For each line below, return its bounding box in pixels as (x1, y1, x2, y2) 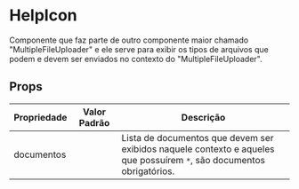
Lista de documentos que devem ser (121, 131, 274, 144)
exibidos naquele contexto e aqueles (121, 143, 275, 155)
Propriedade (13, 111, 68, 123)
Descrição (181, 111, 226, 123)
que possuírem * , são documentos (121, 154, 265, 166)
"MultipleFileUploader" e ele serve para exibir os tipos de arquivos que (9, 43, 269, 54)
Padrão (78, 116, 110, 129)
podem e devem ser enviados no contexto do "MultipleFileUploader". (9, 53, 263, 64)
